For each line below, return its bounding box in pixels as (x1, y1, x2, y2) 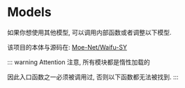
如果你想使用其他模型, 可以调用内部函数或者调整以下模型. (7, 28, 172, 36)
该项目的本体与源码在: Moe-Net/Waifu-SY (7, 43, 128, 51)
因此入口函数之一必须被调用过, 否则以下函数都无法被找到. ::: (7, 73, 179, 81)
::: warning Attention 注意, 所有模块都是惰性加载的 (7, 57, 150, 66)
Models (7, 4, 52, 20)
